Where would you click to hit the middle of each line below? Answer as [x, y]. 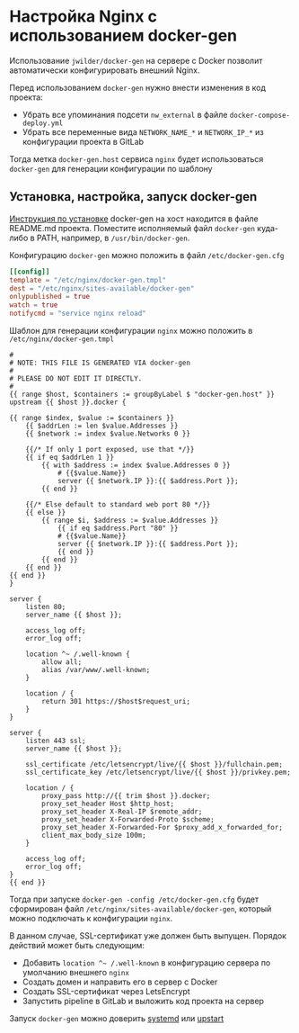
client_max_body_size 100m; [94, 835]
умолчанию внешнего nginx [76, 972]
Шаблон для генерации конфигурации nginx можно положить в [131, 331]
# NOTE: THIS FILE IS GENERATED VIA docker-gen [100, 363]
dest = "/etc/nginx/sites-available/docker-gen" [102, 288]
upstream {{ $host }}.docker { [68, 402]
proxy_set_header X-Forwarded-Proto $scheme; [128, 820]
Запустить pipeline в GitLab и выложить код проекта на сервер [143, 1001]
